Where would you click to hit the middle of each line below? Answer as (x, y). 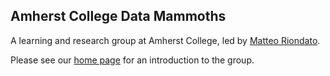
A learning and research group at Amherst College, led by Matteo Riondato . (165, 40)
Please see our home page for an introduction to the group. (132, 60)
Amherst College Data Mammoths (118, 16)
